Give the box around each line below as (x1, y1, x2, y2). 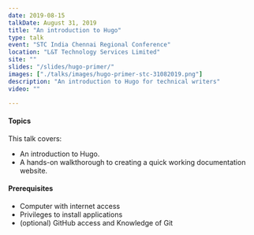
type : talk (8, 33, 44, 42)
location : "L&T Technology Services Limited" (8, 48, 160, 56)
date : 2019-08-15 (8, 11, 65, 20)
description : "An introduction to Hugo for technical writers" (8, 77, 221, 85)
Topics (8, 116, 32, 125)
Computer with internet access (19, 201, 121, 211)
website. (19, 166, 48, 175)
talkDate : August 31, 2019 (8, 19, 97, 27)
